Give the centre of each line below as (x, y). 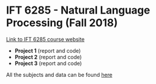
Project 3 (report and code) (48, 63)
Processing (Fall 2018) (62, 23)
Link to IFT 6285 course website (45, 39)
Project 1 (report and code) (48, 50)
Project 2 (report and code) (48, 57)
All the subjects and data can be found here (59, 75)
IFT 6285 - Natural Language (78, 10)
